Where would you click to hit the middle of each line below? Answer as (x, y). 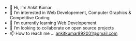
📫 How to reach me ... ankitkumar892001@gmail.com (63, 33)
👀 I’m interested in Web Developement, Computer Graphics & (70, 13)
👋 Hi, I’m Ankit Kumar (31, 7)
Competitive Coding (30, 18)
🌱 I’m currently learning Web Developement (53, 23)
